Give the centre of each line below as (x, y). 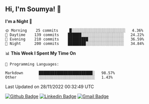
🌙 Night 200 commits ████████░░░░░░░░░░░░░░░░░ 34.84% (74, 43)
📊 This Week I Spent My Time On (40, 53)
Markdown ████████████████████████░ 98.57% (60, 73)
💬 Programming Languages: (32, 64)
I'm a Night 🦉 (19, 21)
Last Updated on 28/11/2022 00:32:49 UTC (49, 86)
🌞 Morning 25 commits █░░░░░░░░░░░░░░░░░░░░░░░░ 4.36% (74, 30)
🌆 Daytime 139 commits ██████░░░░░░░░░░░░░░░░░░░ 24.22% (74, 35)
